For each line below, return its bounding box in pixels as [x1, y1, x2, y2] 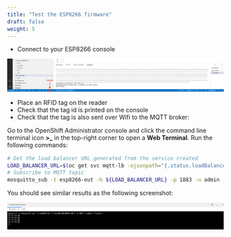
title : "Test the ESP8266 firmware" [7, 11, 112, 18]
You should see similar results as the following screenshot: [7, 189, 173, 197]
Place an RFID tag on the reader [16, 98, 108, 106]
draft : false [7, 18, 45, 25]
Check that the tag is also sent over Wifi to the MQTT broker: [16, 113, 190, 121]
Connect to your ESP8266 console [16, 45, 115, 53]
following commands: [7, 140, 68, 149]
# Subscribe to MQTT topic [7, 169, 85, 176]
